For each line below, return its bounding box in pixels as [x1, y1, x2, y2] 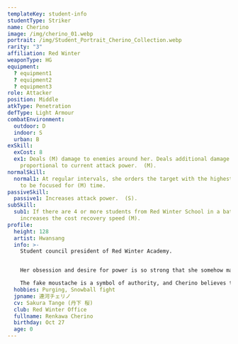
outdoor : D [13, 122, 46, 130]
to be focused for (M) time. [20, 182, 106, 189]
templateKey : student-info [7, 10, 87, 18]
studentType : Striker [7, 17, 72, 24]
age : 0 [13, 326, 33, 333]
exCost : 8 [13, 149, 42, 156]
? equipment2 [13, 76, 52, 84]
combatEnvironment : [7, 116, 65, 123]
